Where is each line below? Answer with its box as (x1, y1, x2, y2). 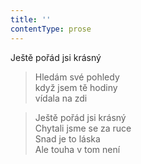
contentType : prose (10, 24, 92, 34)
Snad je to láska (34, 132, 101, 145)
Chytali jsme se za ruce (34, 122, 132, 134)
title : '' (10, 14, 52, 25)
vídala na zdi (34, 92, 88, 104)
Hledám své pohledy (34, 71, 120, 83)
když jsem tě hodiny (34, 81, 118, 93)
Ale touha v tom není (34, 143, 121, 155)
